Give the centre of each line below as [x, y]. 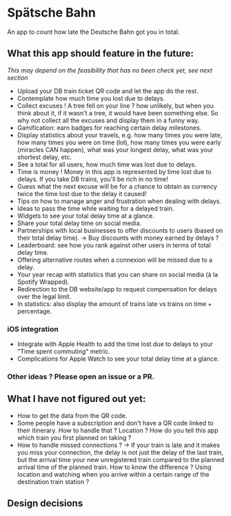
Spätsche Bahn [52, 13]
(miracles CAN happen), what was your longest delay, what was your [115, 149]
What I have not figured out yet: [77, 399]
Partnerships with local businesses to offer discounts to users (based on [120, 230]
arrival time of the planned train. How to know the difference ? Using [114, 467]
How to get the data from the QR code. [72, 415]
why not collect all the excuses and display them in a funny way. [108, 120]
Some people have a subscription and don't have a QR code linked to [115, 423]
